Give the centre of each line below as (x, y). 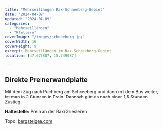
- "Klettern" (23, 32)
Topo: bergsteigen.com (29, 121)
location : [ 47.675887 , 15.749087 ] (41, 55)
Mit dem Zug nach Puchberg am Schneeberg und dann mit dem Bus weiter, (82, 92)
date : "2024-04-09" (25, 14)
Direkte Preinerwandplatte (46, 80)
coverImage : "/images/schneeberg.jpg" (45, 37)
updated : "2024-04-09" (28, 19)
